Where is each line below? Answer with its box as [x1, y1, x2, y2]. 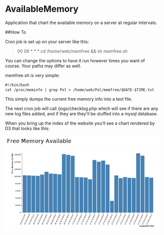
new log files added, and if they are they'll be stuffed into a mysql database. [5, 110, 158, 116]
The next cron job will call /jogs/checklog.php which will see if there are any [5, 105, 158, 111]
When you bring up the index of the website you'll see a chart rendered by [5, 120, 155, 126]
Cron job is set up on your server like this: [5, 38, 89, 45]
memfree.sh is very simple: [5, 72, 60, 78]
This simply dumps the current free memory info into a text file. [5, 96, 133, 102]
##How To [5, 29, 26, 35]
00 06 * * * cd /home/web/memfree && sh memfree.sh [17, 48, 128, 54]
